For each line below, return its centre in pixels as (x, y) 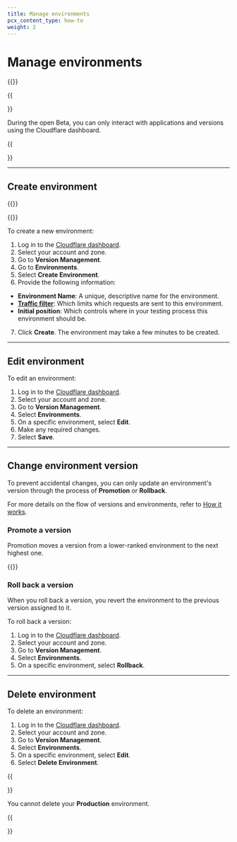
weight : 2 (22, 27)
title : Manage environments (49, 14)
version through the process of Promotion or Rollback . (87, 490)
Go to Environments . (48, 267)
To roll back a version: (39, 622)
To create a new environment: (50, 231)
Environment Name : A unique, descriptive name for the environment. (118, 296)
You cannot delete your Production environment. (79, 804)
